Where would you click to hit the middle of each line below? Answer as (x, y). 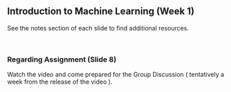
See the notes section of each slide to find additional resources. (98, 28)
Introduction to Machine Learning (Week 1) (101, 11)
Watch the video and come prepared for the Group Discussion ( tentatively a (116, 75)
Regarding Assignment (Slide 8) (62, 59)
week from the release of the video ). (60, 82)
